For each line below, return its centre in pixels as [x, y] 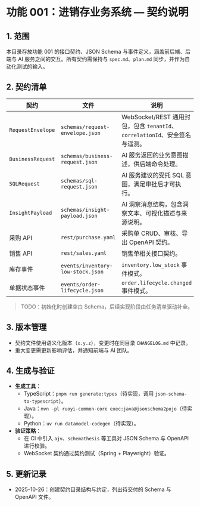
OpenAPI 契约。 [151, 242]
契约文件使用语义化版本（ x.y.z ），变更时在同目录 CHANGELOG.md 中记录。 [103, 343]
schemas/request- [85, 127]
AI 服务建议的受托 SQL [153, 175]
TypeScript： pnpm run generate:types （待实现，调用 [88, 394]
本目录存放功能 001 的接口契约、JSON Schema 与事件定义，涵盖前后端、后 [98, 52]
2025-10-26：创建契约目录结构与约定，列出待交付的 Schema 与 [93, 489]
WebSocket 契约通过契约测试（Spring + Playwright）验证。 [96, 453]
